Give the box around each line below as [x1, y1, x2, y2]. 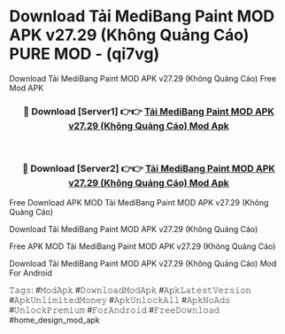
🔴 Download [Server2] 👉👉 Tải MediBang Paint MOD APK [21, 162, 276, 175]
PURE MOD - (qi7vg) [9, 44, 160, 64]
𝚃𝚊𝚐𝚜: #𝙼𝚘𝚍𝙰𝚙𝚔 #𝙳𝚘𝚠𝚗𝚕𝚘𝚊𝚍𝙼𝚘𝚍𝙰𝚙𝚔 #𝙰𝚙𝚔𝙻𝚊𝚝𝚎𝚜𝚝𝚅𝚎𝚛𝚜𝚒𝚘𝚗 [9, 284, 252, 295]
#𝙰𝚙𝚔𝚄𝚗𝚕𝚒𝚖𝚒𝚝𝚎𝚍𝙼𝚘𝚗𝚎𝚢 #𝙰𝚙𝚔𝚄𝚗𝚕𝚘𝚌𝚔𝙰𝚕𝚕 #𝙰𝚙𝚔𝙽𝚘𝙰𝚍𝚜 [9, 294, 231, 305]
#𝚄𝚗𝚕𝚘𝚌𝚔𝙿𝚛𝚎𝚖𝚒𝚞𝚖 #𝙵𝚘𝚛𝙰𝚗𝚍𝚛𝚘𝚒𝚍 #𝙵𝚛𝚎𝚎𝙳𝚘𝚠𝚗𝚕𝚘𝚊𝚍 [9, 304, 220, 315]
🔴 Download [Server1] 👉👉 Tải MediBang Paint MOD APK [23, 105, 274, 117]
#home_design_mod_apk [9, 315, 100, 325]
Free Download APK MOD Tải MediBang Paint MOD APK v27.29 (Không [9, 197, 269, 207]
